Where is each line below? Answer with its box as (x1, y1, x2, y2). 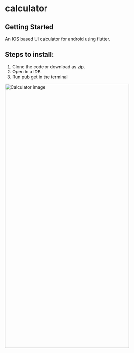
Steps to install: (5, 50, 54, 59)
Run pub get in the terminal (12, 74, 68, 80)
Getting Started (5, 23, 54, 31)
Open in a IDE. (12, 69, 42, 74)
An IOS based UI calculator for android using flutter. (5, 36, 110, 42)
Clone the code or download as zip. (12, 63, 85, 70)
